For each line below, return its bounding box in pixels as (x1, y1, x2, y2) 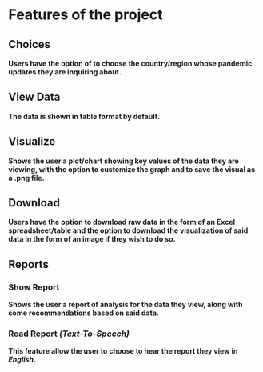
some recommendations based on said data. (8, 308, 160, 318)
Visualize (8, 134, 56, 149)
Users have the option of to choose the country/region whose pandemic (8, 58, 253, 68)
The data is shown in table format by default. (8, 111, 160, 121)
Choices (8, 38, 50, 51)
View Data (8, 90, 61, 104)
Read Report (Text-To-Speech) (8, 328, 130, 339)
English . (8, 354, 36, 365)
